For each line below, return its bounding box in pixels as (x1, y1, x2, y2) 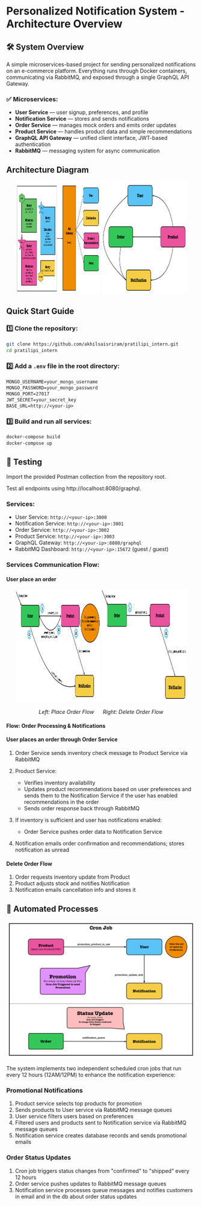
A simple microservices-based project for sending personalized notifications (6, 61, 196, 68)
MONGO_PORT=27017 (6, 391, 50, 397)
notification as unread (14, 846, 70, 853)
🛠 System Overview (6, 42, 84, 52)
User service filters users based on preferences (14, 1113, 134, 1120)
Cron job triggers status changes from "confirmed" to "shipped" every (14, 1167, 189, 1174)
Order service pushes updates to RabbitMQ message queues (14, 1180, 167, 1187)
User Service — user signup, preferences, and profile (14, 109, 148, 116)
